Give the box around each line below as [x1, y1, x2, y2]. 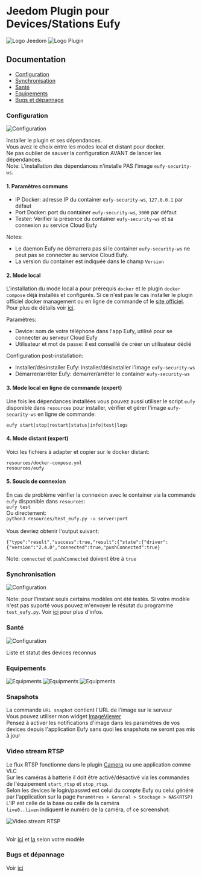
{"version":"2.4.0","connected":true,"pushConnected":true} [6, 544, 161, 550]
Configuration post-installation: [6, 352, 84, 360]
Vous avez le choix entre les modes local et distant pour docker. [6, 143, 165, 150]
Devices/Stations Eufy [6, 17, 121, 31]
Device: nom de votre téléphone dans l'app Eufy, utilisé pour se [14, 328, 173, 335]
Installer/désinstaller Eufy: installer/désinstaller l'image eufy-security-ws [14, 364, 195, 371]
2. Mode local [6, 272, 41, 279]
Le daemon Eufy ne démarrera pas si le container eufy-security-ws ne [14, 245, 191, 252]
